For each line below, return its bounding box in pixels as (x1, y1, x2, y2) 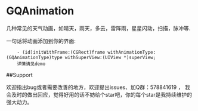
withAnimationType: (107, 49, 156, 55)
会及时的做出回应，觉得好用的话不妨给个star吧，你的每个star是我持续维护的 (6, 91, 193, 98)
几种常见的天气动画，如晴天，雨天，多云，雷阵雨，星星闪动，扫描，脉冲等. (6, 24, 191, 32)
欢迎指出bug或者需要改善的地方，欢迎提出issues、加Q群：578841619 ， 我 (6, 84, 190, 91)
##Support (6, 71, 33, 78)
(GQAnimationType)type (6, 54, 63, 60)
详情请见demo (17, 61, 46, 67)
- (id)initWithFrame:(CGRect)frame (17, 49, 106, 55)
